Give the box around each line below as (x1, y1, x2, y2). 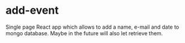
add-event (5, 4, 59, 17)
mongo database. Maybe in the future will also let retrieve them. (5, 29, 163, 36)
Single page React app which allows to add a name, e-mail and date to (5, 23, 180, 30)
